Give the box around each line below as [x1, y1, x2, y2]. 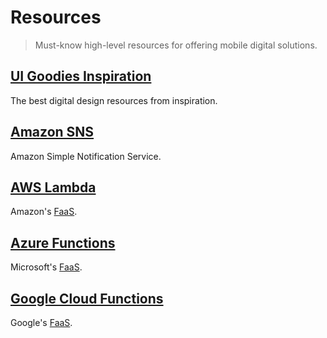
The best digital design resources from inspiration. [10, 94, 218, 106]
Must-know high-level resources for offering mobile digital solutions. [34, 39, 318, 51]
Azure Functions [10, 234, 116, 251]
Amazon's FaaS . [10, 206, 78, 218]
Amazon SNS [10, 124, 95, 141]
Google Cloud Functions [10, 290, 164, 307]
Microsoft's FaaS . [10, 261, 83, 273]
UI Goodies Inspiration [10, 68, 152, 85]
